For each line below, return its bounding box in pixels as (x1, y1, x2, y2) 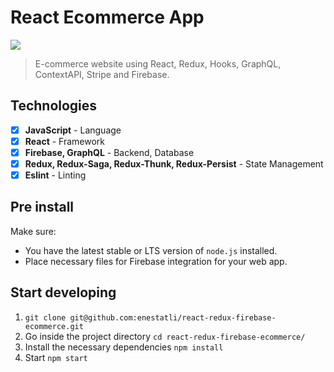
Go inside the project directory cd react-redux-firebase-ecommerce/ (24, 330, 306, 342)
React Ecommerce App (10, 6, 205, 29)
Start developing (10, 284, 117, 301)
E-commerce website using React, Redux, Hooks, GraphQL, (34, 57, 282, 70)
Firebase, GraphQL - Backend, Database (24, 146, 195, 158)
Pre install (10, 199, 75, 216)
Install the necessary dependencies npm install (24, 341, 224, 353)
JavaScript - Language (24, 124, 122, 136)
